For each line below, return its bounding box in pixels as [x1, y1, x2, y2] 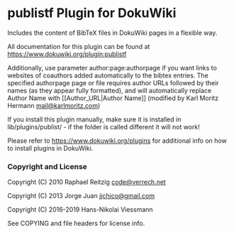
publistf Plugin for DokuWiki [7, 5, 177, 21]
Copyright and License [7, 161, 87, 171]
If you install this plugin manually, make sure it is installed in [7, 115, 182, 124]
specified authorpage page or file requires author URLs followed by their [7, 78, 219, 87]
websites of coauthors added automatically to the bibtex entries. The [7, 71, 209, 80]
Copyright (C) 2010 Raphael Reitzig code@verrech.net [7, 178, 167, 186]
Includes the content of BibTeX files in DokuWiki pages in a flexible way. [7, 28, 218, 37]
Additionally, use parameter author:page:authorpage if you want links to [7, 63, 218, 72]
